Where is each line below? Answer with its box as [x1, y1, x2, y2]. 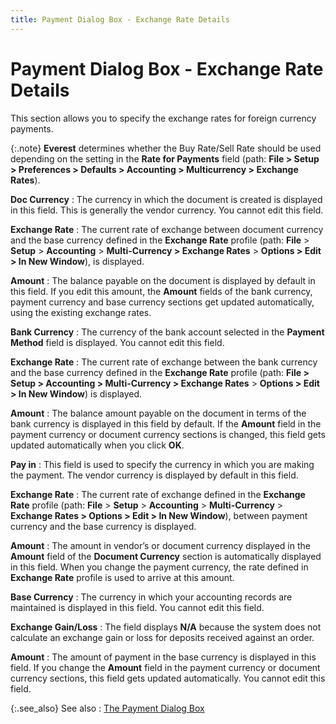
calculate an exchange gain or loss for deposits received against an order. [10, 631, 315, 643]
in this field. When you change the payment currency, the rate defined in [10, 561, 309, 573]
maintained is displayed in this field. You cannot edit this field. [10, 601, 265, 613]
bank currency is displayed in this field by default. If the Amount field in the [10, 417, 322, 430]
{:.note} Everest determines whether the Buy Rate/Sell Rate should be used [10, 142, 322, 154]
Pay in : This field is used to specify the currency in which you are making [10, 458, 315, 470]
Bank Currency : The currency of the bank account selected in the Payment [10, 326, 325, 338]
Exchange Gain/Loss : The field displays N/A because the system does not [10, 621, 322, 633]
